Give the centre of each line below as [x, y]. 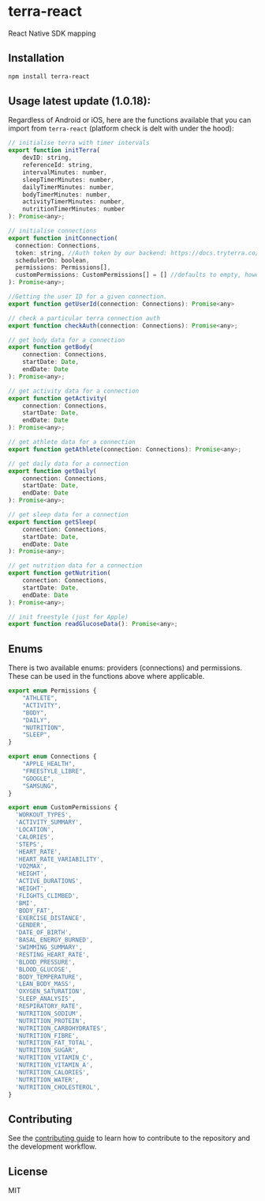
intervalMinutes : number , [65, 172]
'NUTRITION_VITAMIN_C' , [54, 1058]
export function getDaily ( [52, 471]
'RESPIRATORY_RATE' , [49, 1006]
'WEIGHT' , [31, 888]
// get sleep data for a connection [68, 515]
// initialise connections [52, 231]
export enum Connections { [52, 757]
